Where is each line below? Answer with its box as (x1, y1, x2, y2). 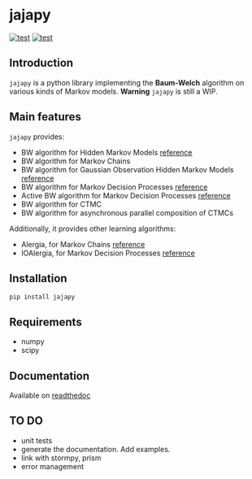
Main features (9, 110, 82, 124)
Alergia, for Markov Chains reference (20, 239, 146, 249)
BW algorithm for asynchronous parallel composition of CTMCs (20, 207, 234, 217)
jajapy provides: (9, 132, 65, 142)
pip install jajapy (9, 293, 76, 302)
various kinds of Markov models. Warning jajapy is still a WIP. (9, 86, 218, 96)
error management (20, 461, 85, 471)
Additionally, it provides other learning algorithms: (9, 224, 176, 233)
